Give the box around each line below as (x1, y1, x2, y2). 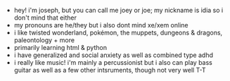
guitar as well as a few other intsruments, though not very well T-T (13, 66, 206, 74)
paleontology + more (13, 36, 75, 44)
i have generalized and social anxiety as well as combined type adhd (13, 51, 213, 59)
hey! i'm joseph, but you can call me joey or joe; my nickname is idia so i (13, 6, 224, 14)
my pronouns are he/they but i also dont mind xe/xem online (13, 21, 189, 29)
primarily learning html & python (13, 44, 108, 51)
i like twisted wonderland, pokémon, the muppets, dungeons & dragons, (13, 28, 223, 37)
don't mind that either (13, 13, 77, 22)
